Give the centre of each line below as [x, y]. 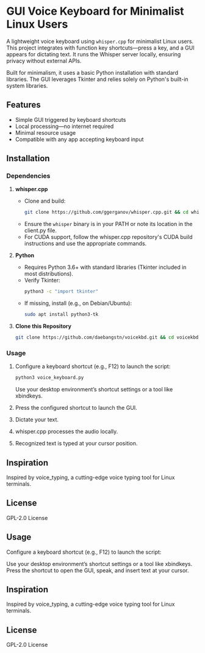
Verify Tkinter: [42, 281]
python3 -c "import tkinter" [61, 292]
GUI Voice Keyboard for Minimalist [95, 11]
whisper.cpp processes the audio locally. [67, 432]
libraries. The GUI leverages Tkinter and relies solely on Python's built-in [97, 79]
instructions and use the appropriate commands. [85, 244]
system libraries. [27, 85]
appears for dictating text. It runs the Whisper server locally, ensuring [94, 54]
